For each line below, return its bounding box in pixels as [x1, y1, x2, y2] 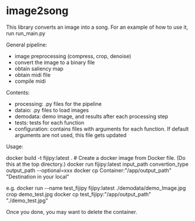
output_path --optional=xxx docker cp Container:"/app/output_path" [6, 166, 172, 174]
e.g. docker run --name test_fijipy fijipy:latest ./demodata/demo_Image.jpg [6, 184, 186, 192]
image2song [6, 4, 69, 18]
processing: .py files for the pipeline [14, 100, 102, 107]
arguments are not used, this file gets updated [14, 131, 127, 139]
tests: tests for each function [14, 119, 85, 126]
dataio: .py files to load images [14, 106, 89, 113]
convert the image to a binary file [14, 59, 95, 66]
